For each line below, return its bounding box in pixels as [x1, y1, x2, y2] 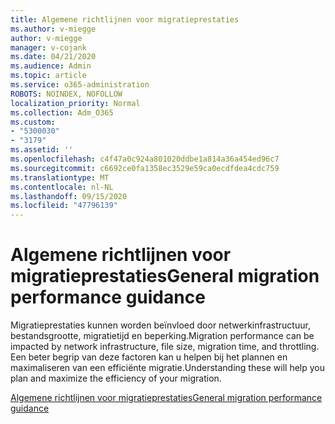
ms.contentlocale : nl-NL [10, 182, 114, 192]
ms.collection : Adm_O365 [10, 107, 114, 118]
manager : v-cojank [10, 42, 87, 53]
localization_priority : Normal [10, 98, 141, 108]
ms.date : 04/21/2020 [10, 52, 97, 62]
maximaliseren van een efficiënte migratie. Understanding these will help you [10, 362, 326, 374]
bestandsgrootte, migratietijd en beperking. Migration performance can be [10, 330, 315, 342]
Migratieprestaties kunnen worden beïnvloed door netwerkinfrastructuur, [10, 319, 311, 331]
